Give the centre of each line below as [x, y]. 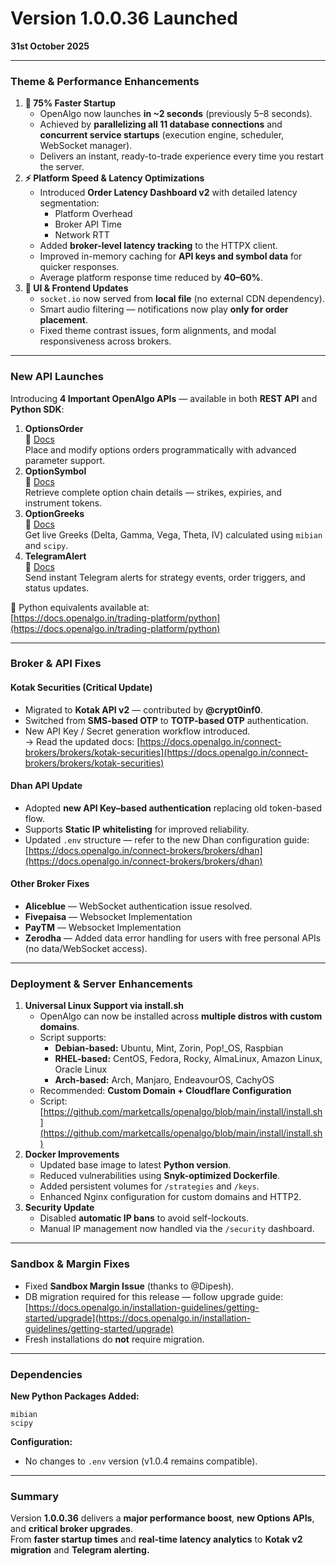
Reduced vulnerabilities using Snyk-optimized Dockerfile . [160, 1176]
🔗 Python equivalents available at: [80, 607]
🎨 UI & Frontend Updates [76, 288]
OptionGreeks [54, 513]
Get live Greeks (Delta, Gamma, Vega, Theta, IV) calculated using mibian [173, 534]
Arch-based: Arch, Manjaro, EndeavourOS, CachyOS [164, 1080]
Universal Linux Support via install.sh [104, 1006]
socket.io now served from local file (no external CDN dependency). [182, 299]
